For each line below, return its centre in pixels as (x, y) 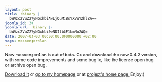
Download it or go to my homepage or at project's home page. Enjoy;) (75, 74)
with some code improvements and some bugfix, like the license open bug (79, 60)
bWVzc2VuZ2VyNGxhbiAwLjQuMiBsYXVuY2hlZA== (53, 18)
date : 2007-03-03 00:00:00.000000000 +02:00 (51, 37)
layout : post (18, 9)
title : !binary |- (24, 14)
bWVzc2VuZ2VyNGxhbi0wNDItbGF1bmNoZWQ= (49, 32)
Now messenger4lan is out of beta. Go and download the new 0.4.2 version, (81, 55)
